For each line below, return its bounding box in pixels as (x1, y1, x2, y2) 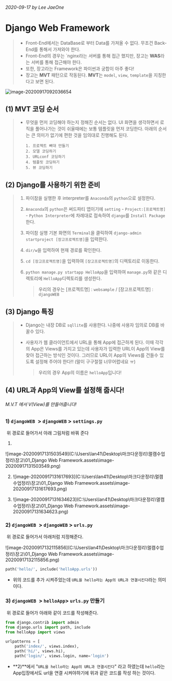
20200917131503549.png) (5, 463, 61, 469)
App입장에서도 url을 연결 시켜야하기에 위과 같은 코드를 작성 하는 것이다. (12, 670, 156, 676)
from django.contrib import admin (5, 620, 80, 625)
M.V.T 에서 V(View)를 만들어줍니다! (5, 401, 77, 407)
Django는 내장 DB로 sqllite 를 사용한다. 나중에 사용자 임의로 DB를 (25, 322, 160, 328)
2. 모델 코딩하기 (25, 149, 56, 154)
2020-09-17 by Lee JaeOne (5, 4, 64, 10)
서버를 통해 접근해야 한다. (31, 59, 82, 65)
